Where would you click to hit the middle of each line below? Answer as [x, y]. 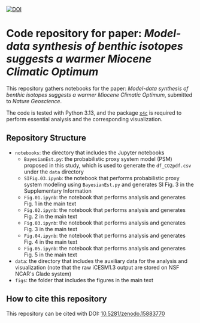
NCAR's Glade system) [43, 274]
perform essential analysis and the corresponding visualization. [84, 119]
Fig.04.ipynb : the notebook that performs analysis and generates [104, 235]
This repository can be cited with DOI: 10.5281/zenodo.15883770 [86, 313]
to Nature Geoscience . [34, 101]
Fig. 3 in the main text [51, 229]
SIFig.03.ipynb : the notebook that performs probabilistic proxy [101, 178]
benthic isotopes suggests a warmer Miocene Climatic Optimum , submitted [99, 95]
